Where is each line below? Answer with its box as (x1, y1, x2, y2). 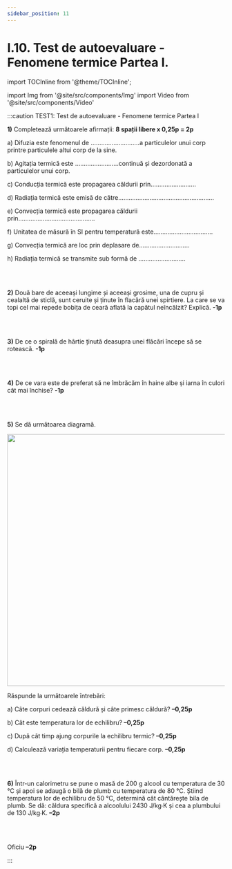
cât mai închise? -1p (7, 386, 64, 394)
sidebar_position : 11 (7, 10, 70, 17)
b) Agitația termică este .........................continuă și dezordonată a (7, 159, 193, 167)
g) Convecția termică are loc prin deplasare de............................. (7, 241, 190, 249)
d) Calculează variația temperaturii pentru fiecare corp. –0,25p (7, 745, 186, 754)
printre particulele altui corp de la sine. (7, 146, 117, 154)
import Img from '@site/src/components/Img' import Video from (7, 91, 190, 99)
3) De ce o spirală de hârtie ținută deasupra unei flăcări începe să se (7, 337, 202, 346)
